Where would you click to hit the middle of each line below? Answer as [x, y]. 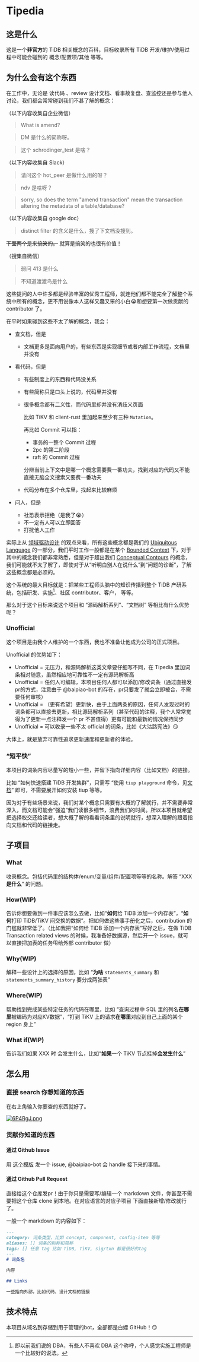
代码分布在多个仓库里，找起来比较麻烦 [70, 490]
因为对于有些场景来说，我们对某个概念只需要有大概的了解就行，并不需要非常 [99, 803]
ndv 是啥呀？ [36, 188]
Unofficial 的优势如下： [34, 654]
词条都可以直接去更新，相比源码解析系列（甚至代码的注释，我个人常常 [100, 711]
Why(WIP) [21, 958]
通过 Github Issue [28, 1150]
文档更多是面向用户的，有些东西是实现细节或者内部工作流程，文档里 [107, 346]
